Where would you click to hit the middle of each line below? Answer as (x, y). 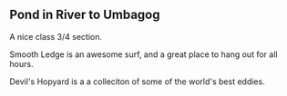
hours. (21, 63)
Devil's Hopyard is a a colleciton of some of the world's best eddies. (138, 82)
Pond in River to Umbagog (85, 15)
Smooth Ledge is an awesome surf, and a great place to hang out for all (143, 54)
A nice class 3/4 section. (56, 36)
